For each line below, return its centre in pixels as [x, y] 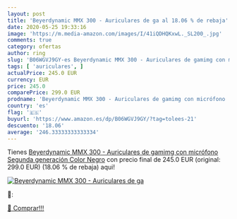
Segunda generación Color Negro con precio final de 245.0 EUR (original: [114, 160]
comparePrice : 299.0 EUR [44, 93]
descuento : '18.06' [36, 125]
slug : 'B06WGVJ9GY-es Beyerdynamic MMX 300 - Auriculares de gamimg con [116, 60]
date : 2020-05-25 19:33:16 [47, 27]
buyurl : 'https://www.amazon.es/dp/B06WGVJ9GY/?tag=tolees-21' [102, 119]
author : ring [26, 54]
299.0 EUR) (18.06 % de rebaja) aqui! [61, 167]
